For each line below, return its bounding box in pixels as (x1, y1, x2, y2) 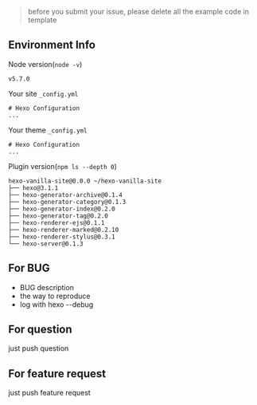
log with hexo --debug (19, 299, 94, 309)
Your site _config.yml (8, 88, 79, 98)
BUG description (19, 282, 74, 292)
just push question (8, 344, 69, 353)
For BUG (8, 261, 50, 275)
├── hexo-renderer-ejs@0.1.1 (8, 218, 105, 226)
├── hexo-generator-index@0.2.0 (8, 205, 115, 213)
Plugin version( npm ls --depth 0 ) (8, 161, 118, 171)
